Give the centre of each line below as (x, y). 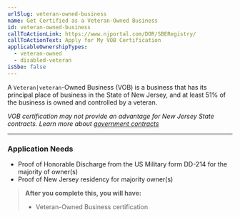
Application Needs (40, 149)
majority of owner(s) (48, 171)
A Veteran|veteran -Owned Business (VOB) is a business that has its (107, 87)
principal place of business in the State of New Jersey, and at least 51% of (117, 95)
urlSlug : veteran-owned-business (57, 14)
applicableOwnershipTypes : (47, 47)
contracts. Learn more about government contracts (83, 123)
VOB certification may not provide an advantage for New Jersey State (111, 116)
